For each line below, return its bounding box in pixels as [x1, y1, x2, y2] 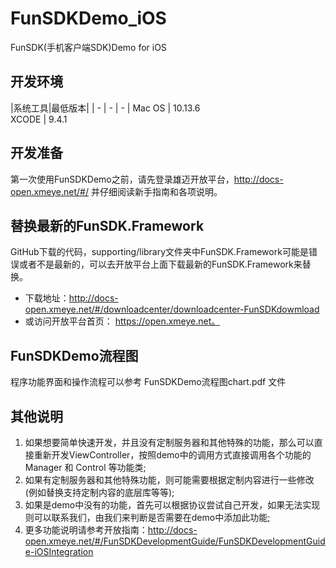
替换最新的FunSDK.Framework [10, 217, 205, 234]
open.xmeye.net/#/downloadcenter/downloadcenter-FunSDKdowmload [24, 303, 320, 316]
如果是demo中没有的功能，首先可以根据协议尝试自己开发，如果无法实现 [24, 499, 321, 511]
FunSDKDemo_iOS [10, 7, 167, 30]
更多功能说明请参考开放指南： [24, 524, 148, 536]
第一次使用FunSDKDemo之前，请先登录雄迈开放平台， [10, 173, 235, 185]
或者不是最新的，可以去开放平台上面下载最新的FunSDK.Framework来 [18, 258, 303, 271]
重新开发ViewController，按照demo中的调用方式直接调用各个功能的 [33, 449, 312, 461]
